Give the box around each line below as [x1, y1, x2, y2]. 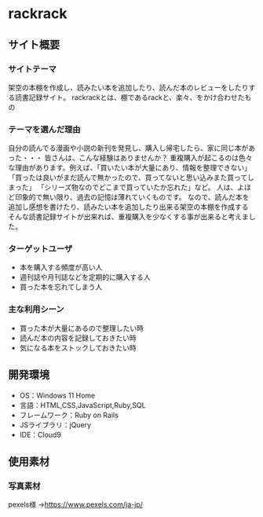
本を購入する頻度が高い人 [19, 262, 103, 272]
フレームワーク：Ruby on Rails [19, 410, 119, 420]
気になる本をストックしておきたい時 [19, 343, 137, 352]
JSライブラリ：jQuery [19, 420, 92, 429]
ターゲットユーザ [8, 244, 73, 255]
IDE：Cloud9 [19, 430, 61, 439]
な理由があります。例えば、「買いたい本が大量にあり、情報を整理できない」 [8, 163, 252, 173]
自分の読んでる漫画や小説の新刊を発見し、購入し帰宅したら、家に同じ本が [8, 143, 249, 153]
